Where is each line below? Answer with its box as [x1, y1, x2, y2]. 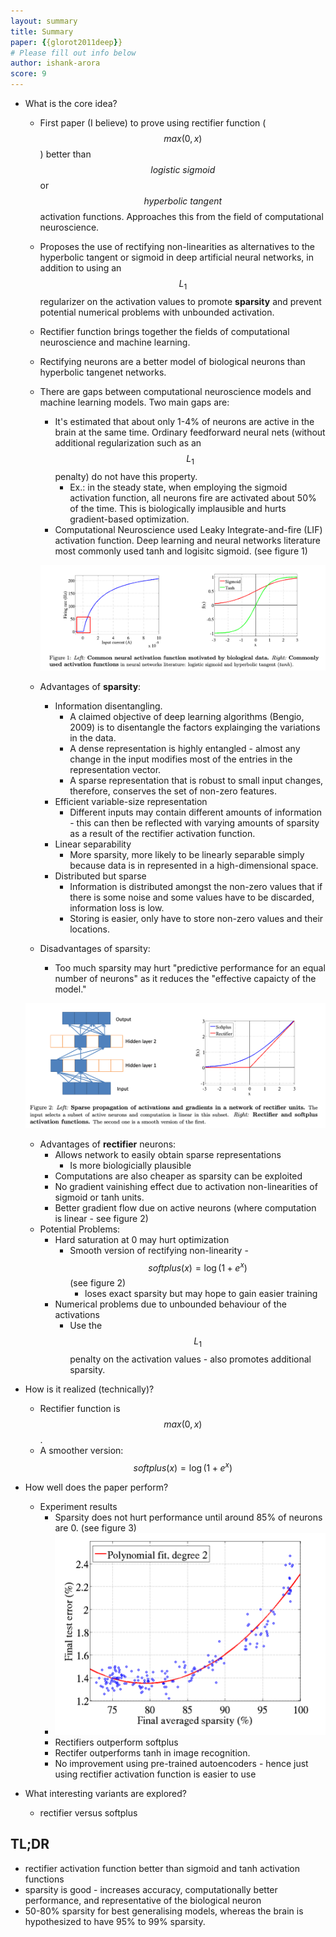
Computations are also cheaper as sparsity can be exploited [54, 1170, 303, 1182]
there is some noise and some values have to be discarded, [69, 891, 315, 904]
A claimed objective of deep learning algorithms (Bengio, [69, 711, 305, 723]
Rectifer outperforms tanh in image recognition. [54, 1746, 251, 1759]
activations [54, 1309, 100, 1321]
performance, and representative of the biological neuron [24, 1894, 262, 1906]
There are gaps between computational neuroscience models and [39, 385, 312, 397]
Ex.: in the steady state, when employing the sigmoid [69, 481, 288, 493]
